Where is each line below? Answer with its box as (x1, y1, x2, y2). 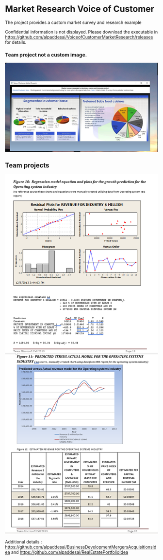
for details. (5, 39, 27, 45)
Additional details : (5, 539, 42, 545)
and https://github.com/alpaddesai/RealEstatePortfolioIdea (11, 549, 129, 555)
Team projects (5, 161, 49, 169)
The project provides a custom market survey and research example (5, 19, 142, 25)
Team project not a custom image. (5, 51, 87, 58)
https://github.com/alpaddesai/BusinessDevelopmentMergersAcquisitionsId (5, 544, 157, 550)
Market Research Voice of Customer (5, 3, 154, 15)
